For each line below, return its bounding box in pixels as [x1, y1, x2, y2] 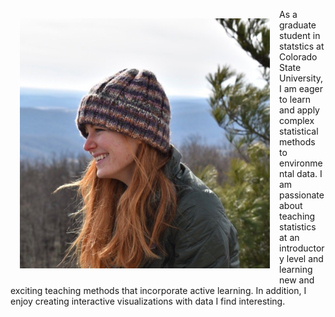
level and [286, 253, 324, 264]
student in [279, 30, 321, 41]
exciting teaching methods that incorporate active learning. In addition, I [10, 285, 307, 296]
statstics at [279, 40, 325, 52]
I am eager [279, 83, 323, 94]
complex [279, 115, 315, 126]
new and [279, 274, 315, 286]
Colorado [279, 51, 318, 63]
